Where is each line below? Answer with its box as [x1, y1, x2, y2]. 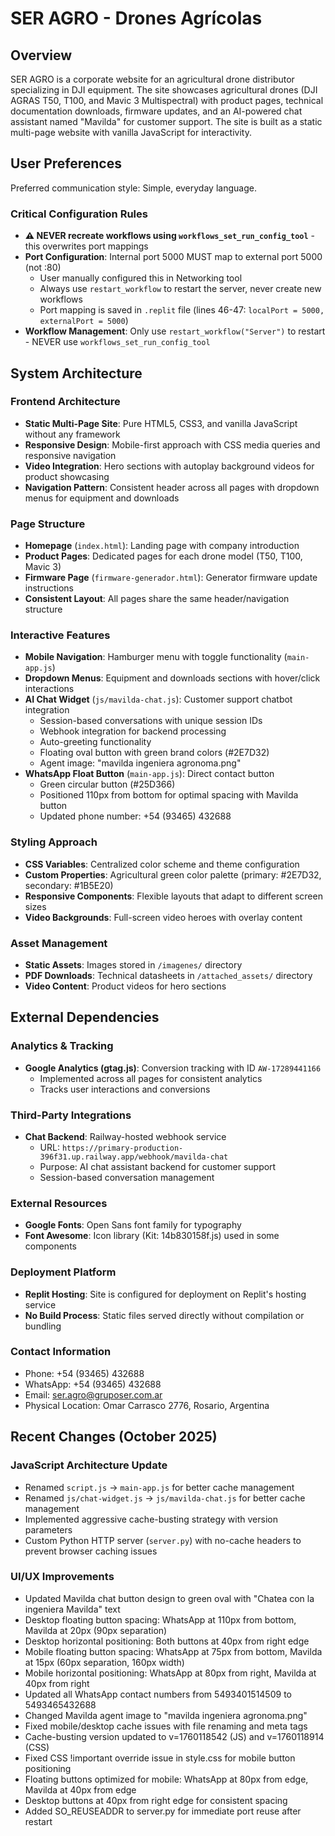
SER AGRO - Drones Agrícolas [10, 7, 263, 30]
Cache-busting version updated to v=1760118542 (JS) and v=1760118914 [24, 1730, 325, 1742]
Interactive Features [10, 628, 111, 642]
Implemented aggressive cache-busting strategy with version [24, 1513, 278, 1525]
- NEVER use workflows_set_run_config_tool [24, 336, 211, 348]
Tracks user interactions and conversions [39, 1083, 211, 1095]
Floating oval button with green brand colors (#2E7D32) [39, 747, 270, 759]
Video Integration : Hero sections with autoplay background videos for [24, 460, 315, 472]
